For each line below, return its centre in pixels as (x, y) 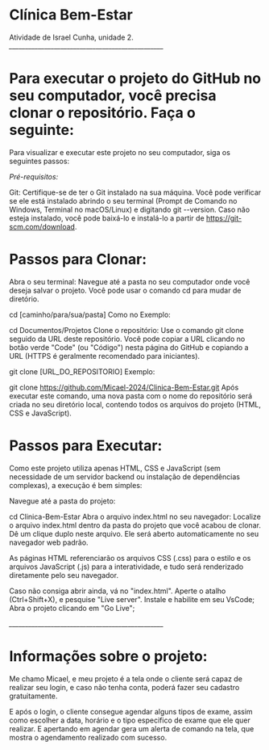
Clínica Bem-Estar (71, 15)
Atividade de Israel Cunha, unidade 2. (71, 37)
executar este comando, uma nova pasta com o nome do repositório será (131, 396)
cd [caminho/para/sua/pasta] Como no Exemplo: (90, 314)
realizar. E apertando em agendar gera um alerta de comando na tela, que (132, 728)
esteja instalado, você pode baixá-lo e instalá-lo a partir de (107, 218)
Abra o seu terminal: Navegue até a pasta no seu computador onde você (130, 281)
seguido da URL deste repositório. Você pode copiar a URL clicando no (127, 339)
